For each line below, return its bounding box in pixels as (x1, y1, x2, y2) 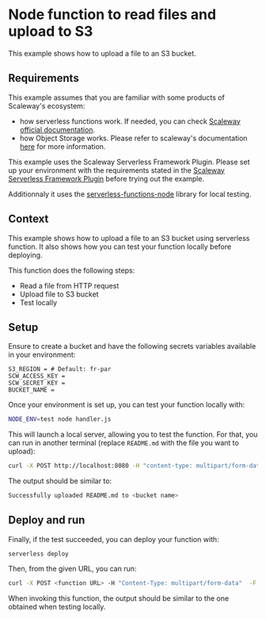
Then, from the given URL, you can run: (8, 564, 137, 573)
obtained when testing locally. (8, 602, 106, 611)
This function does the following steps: (8, 266, 135, 275)
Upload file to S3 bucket (19, 289, 99, 299)
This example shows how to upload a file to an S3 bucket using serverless (8, 233, 250, 243)
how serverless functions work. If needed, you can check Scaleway (19, 117, 241, 126)
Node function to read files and (8, 6, 216, 24)
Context (8, 212, 49, 226)
